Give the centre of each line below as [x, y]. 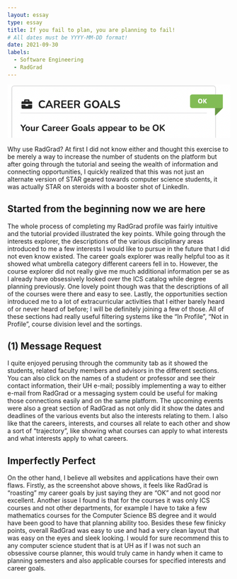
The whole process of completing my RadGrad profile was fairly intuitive [112, 226]
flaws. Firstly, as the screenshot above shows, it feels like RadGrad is [108, 485]
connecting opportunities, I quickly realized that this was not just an [106, 172]
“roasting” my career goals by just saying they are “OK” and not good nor [114, 493]
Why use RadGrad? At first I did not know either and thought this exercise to [118, 149]
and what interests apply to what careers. [68, 439]
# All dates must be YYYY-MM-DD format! [68, 38]
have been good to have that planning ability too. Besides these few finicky [117, 523]
